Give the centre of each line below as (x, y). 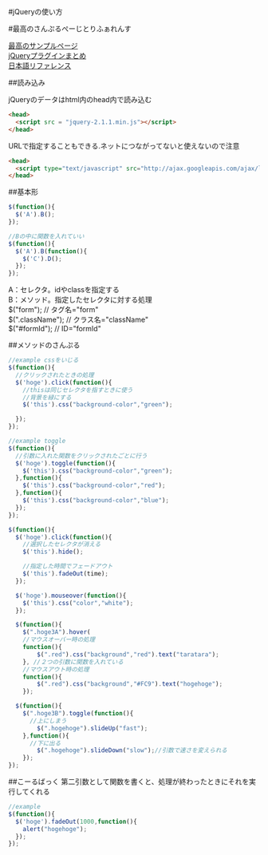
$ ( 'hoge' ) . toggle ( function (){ (65, 463)
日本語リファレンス (40, 65)
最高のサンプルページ (43, 46)
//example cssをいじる (43, 360)
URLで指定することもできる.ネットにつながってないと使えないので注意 (124, 145)
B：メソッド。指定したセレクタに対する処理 (81, 300)
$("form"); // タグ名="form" (53, 310)
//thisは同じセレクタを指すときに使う (78, 390)
